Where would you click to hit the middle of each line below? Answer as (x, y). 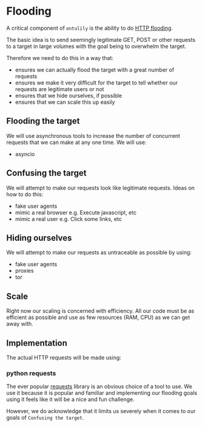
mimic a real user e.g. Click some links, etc (68, 219)
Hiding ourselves (39, 238)
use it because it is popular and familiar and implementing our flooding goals (102, 393)
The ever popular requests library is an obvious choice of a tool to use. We (99, 386)
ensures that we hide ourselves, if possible (68, 95)
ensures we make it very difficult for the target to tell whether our (96, 83)
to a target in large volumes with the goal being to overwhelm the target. (96, 46)
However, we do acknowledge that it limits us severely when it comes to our (101, 411)
